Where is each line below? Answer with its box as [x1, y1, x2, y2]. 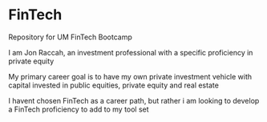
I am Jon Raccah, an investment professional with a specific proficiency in [8, 47, 253, 57]
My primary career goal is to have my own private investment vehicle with [8, 71, 253, 81]
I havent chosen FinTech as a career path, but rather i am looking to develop [8, 96, 260, 105]
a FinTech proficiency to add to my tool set [8, 104, 150, 114]
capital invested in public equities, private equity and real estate [8, 80, 219, 90]
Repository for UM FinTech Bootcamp [8, 32, 132, 42]
